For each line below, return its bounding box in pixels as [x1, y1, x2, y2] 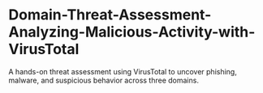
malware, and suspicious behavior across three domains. [8, 75, 199, 85]
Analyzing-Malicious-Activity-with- [8, 23, 256, 41]
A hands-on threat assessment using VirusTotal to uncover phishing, [8, 66, 237, 76]
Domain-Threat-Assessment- [8, 6, 212, 24]
